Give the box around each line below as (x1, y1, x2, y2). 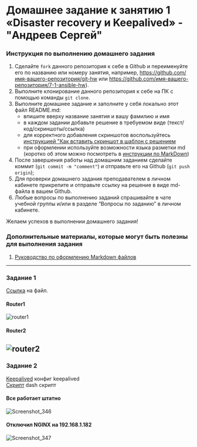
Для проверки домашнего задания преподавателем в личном (14, 175, 171, 182)
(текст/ (167, 119, 185, 126)
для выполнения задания (6, 240, 83, 248)
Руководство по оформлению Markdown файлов (14, 253, 137, 261)
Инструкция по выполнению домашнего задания (6, 49, 155, 58)
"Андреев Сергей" (6, 29, 103, 42)
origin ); (14, 169, 35, 176)
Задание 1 (6, 273, 36, 282)
